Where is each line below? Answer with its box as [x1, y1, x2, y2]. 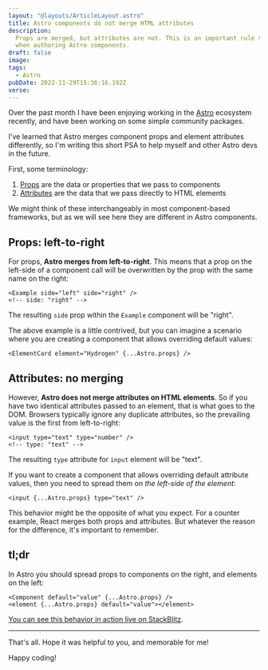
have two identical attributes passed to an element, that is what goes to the [8, 401, 255, 410]
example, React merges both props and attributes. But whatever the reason [8, 516, 255, 526]
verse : [8, 86, 30, 94]
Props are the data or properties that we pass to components [19, 180, 221, 189]
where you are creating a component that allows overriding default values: [8, 334, 253, 344]
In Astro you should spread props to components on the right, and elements [8, 569, 258, 579]
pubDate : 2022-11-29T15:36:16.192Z [8, 78, 127, 86]
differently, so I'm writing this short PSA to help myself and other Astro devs [8, 141, 258, 150]
